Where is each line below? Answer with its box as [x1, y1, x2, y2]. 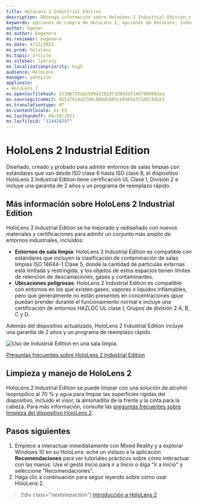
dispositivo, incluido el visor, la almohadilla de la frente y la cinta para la [6, 397, 180, 404]
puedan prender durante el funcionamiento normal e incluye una [14, 298, 171, 305]
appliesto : [6, 80, 33, 86]
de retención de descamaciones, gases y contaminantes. [14, 273, 154, 280]
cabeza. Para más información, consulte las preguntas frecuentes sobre [6, 402, 181, 410]
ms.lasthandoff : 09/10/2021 [6, 113, 75, 119]
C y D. [14, 310, 30, 318]
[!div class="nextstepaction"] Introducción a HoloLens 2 [20, 491, 157, 498]
